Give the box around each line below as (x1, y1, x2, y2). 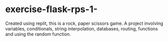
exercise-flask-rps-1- (5, 4, 98, 15)
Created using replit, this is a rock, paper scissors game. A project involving (5, 20, 163, 26)
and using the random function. (5, 31, 71, 37)
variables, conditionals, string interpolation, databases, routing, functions (5, 25, 158, 31)
